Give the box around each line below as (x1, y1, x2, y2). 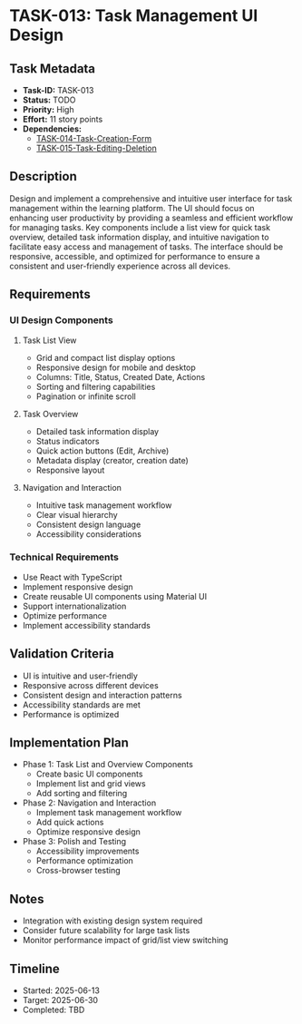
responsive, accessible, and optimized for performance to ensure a (9, 250, 260, 261)
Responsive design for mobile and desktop (35, 362, 197, 373)
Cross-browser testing (35, 865, 121, 876)
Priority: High (22, 104, 74, 114)
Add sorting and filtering (35, 788, 128, 799)
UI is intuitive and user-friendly (22, 670, 139, 681)
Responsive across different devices (22, 679, 159, 690)
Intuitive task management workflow (35, 500, 172, 511)
